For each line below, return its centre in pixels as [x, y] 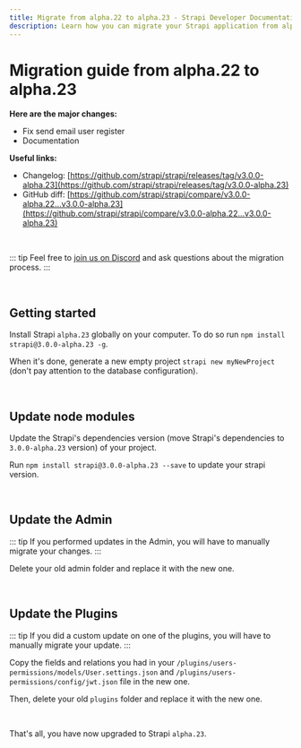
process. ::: [30, 267]
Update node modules [72, 416]
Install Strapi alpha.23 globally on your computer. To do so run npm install [147, 335]
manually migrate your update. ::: [70, 645]
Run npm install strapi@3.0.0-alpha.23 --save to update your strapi [138, 465]
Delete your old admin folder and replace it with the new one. [122, 568]
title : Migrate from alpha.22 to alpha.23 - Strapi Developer [128, 17]
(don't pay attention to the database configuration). [104, 371]
